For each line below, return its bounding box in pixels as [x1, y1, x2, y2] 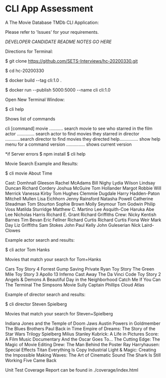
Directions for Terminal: [5, 48, 53, 54]
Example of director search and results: [5, 291, 86, 297]
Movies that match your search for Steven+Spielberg [5, 310, 113, 316]
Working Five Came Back [5, 357, 57, 363]
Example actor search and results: [5, 237, 75, 243]
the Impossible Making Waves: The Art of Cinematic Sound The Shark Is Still [5, 352, 161, 358]
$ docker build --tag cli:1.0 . [5, 77, 62, 83]
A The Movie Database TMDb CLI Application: [5, 19, 99, 25]
